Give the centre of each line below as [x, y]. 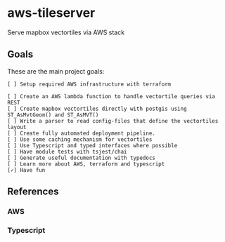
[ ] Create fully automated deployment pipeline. [82, 133]
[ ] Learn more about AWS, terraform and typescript [86, 164]
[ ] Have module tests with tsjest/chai [67, 152]
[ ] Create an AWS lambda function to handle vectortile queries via [111, 96]
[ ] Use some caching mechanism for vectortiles [80, 139]
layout [17, 127]
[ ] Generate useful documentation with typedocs [82, 158]
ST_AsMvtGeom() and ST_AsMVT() [53, 115]
